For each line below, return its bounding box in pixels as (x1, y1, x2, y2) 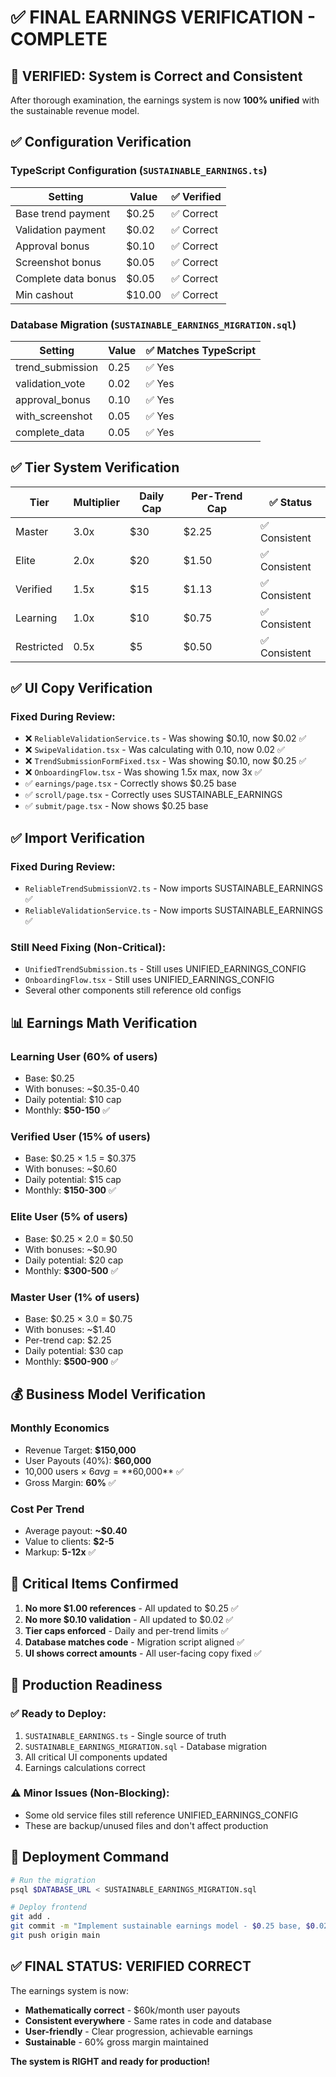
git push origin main (10, 1931, 101, 1941)
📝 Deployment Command (10, 1849, 170, 1866)
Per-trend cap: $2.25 (24, 1334, 112, 1346)
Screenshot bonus (15, 255, 102, 269)
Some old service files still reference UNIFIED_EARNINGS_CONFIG (24, 1809, 299, 1821)
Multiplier (73, 495, 120, 509)
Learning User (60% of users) (10, 1049, 158, 1063)
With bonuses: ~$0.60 (24, 1163, 118, 1175)
